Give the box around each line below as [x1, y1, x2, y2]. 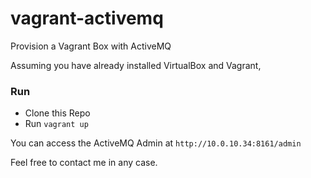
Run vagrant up [24, 118, 89, 130]
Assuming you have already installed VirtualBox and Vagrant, [10, 59, 262, 71]
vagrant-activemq [10, 7, 164, 30]
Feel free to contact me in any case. [10, 157, 158, 169]
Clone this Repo [24, 107, 91, 119]
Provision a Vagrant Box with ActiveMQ [10, 40, 172, 52]
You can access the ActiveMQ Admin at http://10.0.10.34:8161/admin [10, 137, 302, 149]
